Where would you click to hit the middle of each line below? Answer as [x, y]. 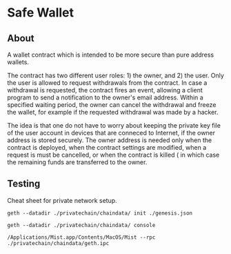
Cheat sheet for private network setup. [62, 200]
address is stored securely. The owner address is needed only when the [110, 140]
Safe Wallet [41, 13]
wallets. [18, 62]
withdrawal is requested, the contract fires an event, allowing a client [105, 90]
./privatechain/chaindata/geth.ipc [58, 243]
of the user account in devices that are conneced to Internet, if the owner [111, 133]
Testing [24, 184]
